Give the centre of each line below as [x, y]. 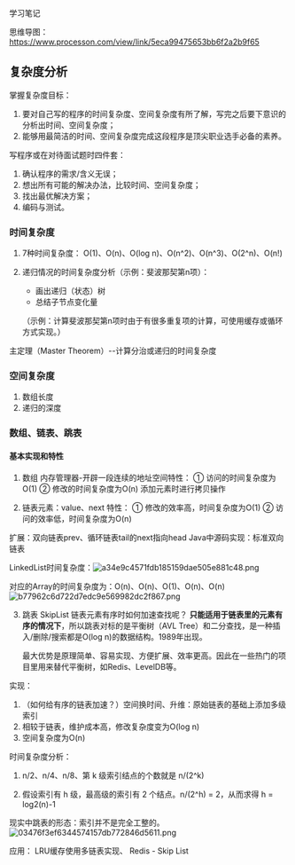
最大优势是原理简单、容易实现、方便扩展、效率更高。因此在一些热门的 [150, 656]
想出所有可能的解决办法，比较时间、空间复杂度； [111, 185]
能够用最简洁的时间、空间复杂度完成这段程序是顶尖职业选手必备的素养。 [154, 136]
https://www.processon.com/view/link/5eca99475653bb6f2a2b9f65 [134, 42]
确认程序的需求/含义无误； [70, 173]
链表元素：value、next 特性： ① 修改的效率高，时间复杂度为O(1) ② [148, 507]
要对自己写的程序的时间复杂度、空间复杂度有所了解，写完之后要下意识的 [154, 114]
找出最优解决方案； [57, 196]
